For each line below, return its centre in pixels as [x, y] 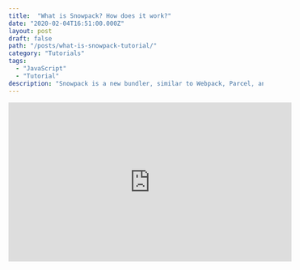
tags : [17, 61]
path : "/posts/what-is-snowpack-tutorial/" [83, 46]
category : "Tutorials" [46, 53]
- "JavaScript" [41, 69]
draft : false [30, 38]
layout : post [30, 31]
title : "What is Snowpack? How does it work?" [90, 16]
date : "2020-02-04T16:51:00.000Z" [67, 23]
